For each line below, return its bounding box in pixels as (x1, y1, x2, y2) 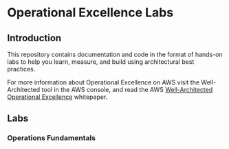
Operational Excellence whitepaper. (7, 93, 108, 101)
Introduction (7, 32, 62, 44)
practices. (7, 65, 36, 73)
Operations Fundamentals (7, 133, 96, 143)
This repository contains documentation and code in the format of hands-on (7, 50, 223, 58)
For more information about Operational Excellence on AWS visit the (7, 78, 200, 87)
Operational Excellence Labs (7, 5, 174, 21)
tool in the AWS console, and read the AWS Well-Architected (41, 86, 213, 93)
